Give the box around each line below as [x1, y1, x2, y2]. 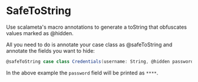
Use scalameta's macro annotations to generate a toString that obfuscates [6, 23, 187, 30]
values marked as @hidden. [6, 29, 74, 36]
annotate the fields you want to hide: [6, 47, 95, 54]
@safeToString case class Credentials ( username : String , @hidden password [6, 59, 194, 64]
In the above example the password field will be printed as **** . [6, 69, 159, 76]
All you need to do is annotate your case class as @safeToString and [6, 41, 173, 48]
